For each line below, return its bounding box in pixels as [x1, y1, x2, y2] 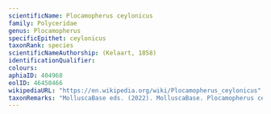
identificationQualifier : [8, 57, 95, 65]
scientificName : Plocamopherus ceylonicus [8, 11, 153, 20]
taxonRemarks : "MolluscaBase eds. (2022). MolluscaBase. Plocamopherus [8, 94, 254, 102]
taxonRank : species [8, 42, 74, 50]
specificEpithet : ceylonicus [8, 34, 106, 43]
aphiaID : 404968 [8, 71, 63, 79]
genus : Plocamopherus [8, 26, 81, 35]
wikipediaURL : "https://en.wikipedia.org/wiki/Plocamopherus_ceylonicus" [8, 86, 262, 95]
